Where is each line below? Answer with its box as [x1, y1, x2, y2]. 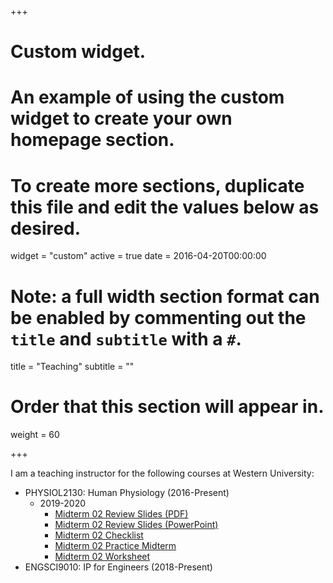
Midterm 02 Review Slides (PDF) [54, 508, 189, 520]
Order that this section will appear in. [10, 396, 325, 418]
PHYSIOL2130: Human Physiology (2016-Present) [24, 487, 230, 499]
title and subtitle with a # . [10, 327, 242, 350]
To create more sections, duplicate [10, 174, 305, 197]
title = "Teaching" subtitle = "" [10, 361, 135, 373]
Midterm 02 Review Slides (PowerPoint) [54, 519, 219, 531]
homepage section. [10, 129, 175, 151]
